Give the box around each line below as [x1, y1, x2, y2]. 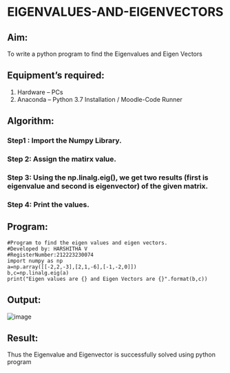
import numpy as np [7, 257, 63, 264]
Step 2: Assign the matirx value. [7, 154, 117, 164]
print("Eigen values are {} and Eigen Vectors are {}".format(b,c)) [7, 275, 208, 282]
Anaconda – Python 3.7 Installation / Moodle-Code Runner [17, 95, 182, 103]
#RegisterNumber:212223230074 [7, 251, 94, 258]
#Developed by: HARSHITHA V [7, 245, 88, 252]
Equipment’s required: [7, 70, 105, 81]
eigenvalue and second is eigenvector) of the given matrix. [7, 181, 209, 191]
